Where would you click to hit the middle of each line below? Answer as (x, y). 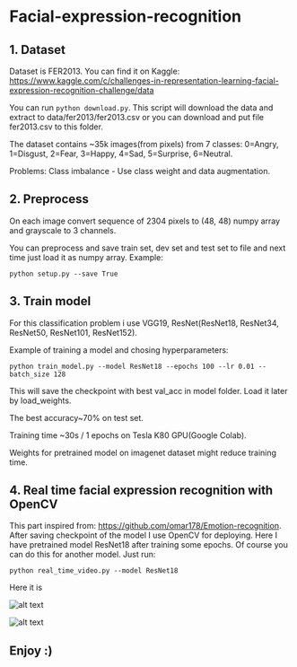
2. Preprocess (49, 199)
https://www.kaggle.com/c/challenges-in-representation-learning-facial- (144, 81)
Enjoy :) (31, 650)
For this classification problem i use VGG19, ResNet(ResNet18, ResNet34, (144, 323)
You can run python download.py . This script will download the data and (141, 108)
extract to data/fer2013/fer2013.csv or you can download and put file (137, 117)
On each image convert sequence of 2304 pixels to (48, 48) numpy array (145, 221)
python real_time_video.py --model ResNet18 (94, 571)
